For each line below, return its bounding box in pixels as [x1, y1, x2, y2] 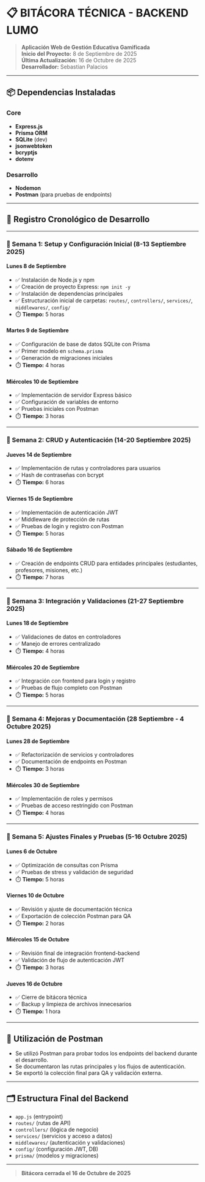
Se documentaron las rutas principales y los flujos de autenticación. [15, 1063, 186, 1070]
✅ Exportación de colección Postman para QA [15, 912, 131, 919]
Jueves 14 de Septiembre [6, 451, 72, 458]
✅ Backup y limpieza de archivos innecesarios [15, 1000, 132, 1008]
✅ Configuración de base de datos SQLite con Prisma [15, 340, 151, 348]
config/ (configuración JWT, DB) [15, 1145, 99, 1153]
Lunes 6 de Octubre [6, 847, 58, 855]
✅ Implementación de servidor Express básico [15, 391, 132, 399]
